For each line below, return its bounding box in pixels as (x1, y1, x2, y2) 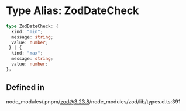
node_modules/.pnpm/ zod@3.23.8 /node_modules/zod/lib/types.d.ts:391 (6, 98, 181, 105)
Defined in (6, 83, 45, 92)
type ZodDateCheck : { (6, 23, 59, 29)
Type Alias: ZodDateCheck (6, 4, 139, 17)
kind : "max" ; (11, 51, 43, 56)
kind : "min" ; (11, 28, 43, 34)
